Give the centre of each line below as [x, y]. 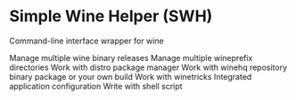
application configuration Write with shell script [96, 86]
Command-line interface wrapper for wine [86, 41]
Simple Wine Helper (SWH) [111, 16]
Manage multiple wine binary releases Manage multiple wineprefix [131, 58]
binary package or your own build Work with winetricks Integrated [131, 76]
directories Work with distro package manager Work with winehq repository [148, 67]
